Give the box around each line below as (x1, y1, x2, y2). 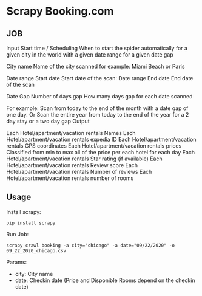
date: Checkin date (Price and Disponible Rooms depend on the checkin (15, 277, 195, 284)
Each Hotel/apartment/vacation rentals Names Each (6, 129, 136, 136)
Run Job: (6, 230, 29, 238)
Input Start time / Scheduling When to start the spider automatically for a (6, 44, 188, 52)
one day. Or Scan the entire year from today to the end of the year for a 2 (6, 111, 189, 118)
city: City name (15, 270, 53, 277)
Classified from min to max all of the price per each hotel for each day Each (6, 149, 195, 156)
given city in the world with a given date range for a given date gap (6, 51, 174, 58)
